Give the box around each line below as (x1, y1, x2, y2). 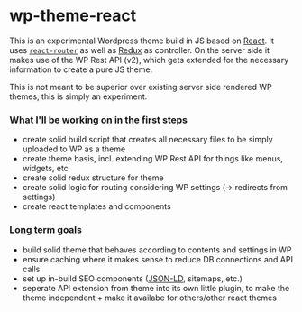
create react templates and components (22, 201, 171, 212)
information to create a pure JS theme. (9, 64, 153, 75)
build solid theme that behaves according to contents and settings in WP (22, 244, 292, 255)
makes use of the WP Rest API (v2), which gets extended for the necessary (9, 54, 289, 65)
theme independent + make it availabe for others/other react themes (22, 292, 278, 303)
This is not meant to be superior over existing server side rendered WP (9, 81, 272, 92)
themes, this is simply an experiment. (9, 91, 148, 102)
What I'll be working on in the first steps (9, 114, 188, 126)
